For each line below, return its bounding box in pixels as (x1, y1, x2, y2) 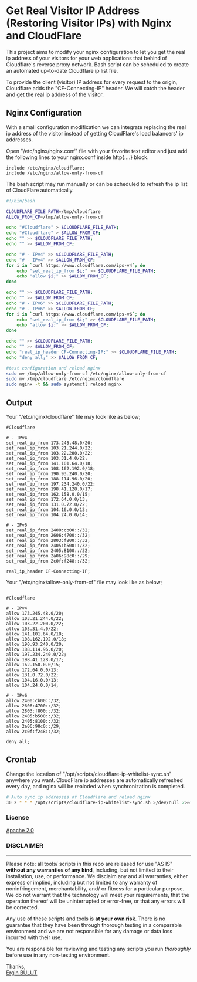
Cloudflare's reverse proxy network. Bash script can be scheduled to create (6, 60, 189, 68)
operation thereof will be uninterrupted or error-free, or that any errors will (6, 898, 186, 905)
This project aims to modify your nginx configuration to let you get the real (6, 48, 186, 55)
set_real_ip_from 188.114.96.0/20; (6, 476, 93, 482)
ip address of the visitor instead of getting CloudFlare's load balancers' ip (6, 130, 184, 137)
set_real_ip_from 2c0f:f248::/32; (6, 558, 91, 564)
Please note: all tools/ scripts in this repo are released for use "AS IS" (6, 861, 173, 868)
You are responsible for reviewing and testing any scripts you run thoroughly (6, 946, 191, 953)
